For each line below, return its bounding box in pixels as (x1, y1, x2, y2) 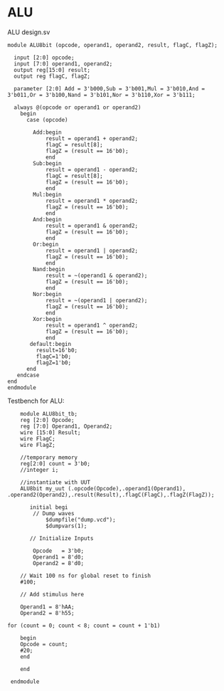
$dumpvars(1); (45, 522, 87, 529)
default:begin (29, 340, 72, 347)
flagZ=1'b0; (36, 359, 72, 366)
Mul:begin (33, 191, 62, 198)
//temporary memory (20, 453, 78, 461)
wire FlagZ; (20, 441, 55, 448)
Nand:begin (33, 265, 65, 273)
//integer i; (20, 466, 59, 473)
